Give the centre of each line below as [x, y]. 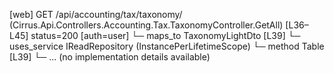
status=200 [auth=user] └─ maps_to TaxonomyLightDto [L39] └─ [165, 35]
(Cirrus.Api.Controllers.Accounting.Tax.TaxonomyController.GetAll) [146, 25]
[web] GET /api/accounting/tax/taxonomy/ [96, 14]
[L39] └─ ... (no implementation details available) [110, 57]
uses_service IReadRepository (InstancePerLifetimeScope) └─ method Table [167, 46]
